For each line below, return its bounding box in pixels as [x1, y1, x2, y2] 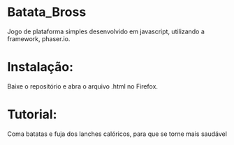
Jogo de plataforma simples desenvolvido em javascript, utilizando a [7, 27, 205, 36]
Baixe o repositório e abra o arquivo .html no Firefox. [7, 82, 159, 91]
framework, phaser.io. [7, 34, 71, 43]
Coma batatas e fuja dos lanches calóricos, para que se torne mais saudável [7, 130, 227, 138]
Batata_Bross [7, 4, 87, 20]
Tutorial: [7, 107, 57, 123]
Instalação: [7, 59, 73, 75]
